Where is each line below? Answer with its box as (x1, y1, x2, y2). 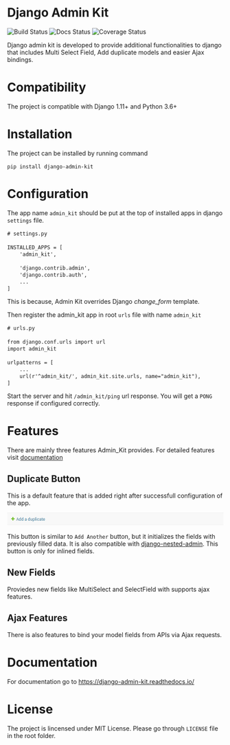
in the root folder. (7, 731, 56, 740)
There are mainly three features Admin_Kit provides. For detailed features (7, 445, 215, 454)
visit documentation (7, 453, 63, 461)
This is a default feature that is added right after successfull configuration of (7, 491, 223, 500)
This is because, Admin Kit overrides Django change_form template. (7, 297, 200, 305)
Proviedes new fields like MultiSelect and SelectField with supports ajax (7, 585, 210, 593)
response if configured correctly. (7, 399, 101, 407)
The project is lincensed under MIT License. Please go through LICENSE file (7, 724, 218, 733)
